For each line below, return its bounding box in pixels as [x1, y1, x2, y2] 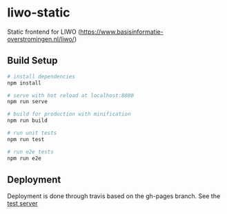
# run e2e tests [7, 148, 54, 156]
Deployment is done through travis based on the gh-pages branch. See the [7, 192, 221, 200]
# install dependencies [7, 73, 76, 80]
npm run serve [7, 98, 48, 105]
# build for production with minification [7, 111, 131, 118]
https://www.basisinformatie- [80, 28, 164, 36]
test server [7, 200, 38, 208]
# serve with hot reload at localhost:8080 [7, 92, 135, 99]
